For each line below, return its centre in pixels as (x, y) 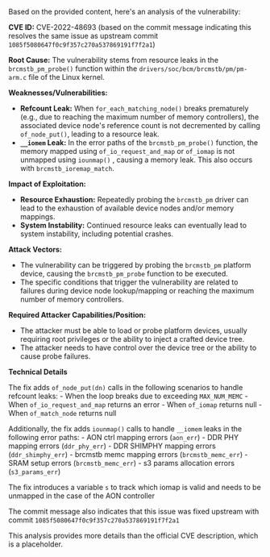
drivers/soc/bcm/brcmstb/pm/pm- (193, 69)
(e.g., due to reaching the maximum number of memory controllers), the (139, 117)
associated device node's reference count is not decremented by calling (140, 125)
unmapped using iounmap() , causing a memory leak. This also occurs (136, 160)
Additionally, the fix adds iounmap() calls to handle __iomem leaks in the (125, 429)
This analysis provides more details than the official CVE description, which (133, 536)
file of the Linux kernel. (66, 77)
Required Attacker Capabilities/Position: (77, 315)
